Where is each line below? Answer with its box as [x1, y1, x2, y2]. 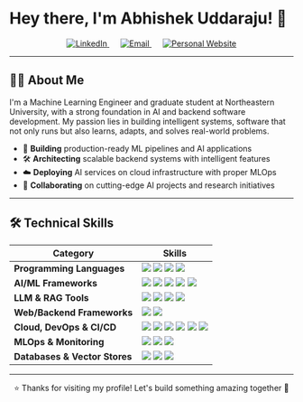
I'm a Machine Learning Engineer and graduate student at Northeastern [9, 97, 275, 108]
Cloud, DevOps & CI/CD [14, 321, 117, 333]
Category [52, 247, 95, 259]
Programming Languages [14, 262, 125, 275]
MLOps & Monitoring [14, 335, 105, 348]
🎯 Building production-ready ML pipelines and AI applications [22, 143, 252, 154]
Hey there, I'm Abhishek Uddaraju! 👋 [9, 8, 288, 29]
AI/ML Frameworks [14, 276, 97, 289]
